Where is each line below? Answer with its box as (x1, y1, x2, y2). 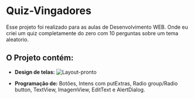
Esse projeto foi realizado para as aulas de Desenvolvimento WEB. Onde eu (6, 23, 189, 30)
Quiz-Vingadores (6, 4, 92, 18)
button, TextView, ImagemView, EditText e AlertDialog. (14, 86, 145, 93)
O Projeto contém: (6, 53, 74, 63)
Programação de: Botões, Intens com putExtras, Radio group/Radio (14, 80, 178, 87)
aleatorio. (6, 36, 29, 43)
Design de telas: (14, 69, 56, 76)
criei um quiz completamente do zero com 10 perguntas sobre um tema (6, 29, 179, 36)
